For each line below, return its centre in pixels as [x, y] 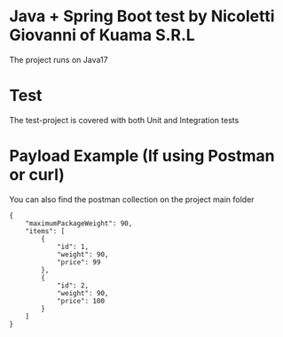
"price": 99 [79, 262]
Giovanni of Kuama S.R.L [102, 35]
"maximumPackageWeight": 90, [79, 223]
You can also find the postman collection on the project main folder [132, 199]
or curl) [37, 175]
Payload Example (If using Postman [142, 156]
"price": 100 [80, 301]
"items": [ [45, 231]
